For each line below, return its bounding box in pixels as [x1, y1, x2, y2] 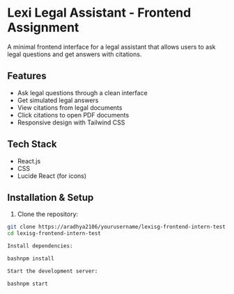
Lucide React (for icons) [17, 172, 87, 180]
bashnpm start [7, 280, 49, 287]
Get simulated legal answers [17, 96, 99, 104]
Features [7, 70, 47, 82]
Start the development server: [7, 268, 98, 275]
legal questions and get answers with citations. [7, 50, 142, 58]
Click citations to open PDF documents [17, 111, 130, 119]
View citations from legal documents [17, 103, 123, 112]
